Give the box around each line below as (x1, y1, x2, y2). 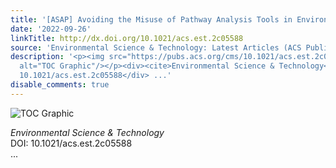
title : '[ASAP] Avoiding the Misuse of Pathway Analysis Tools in (10, 14, 293, 25)
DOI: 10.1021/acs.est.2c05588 (10, 137, 133, 149)
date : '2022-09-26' (10, 24, 92, 34)
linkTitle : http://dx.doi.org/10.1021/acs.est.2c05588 (10, 33, 244, 43)
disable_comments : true (10, 80, 110, 90)
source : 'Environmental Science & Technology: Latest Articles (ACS (10, 42, 302, 53)
